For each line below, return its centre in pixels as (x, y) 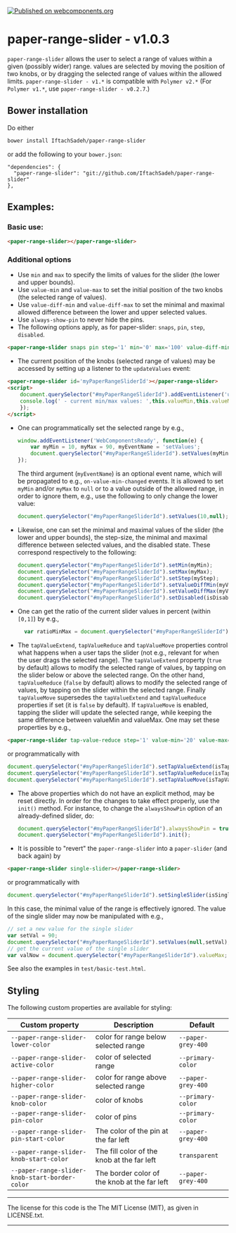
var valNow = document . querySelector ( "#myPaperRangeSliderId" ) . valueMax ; (118, 955)
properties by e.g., (44, 728)
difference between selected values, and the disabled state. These (114, 545)
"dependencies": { (34, 167)
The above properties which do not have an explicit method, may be (116, 793)
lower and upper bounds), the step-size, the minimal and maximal (112, 537)
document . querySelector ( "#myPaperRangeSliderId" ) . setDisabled (110, 598)
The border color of (127, 1173)
